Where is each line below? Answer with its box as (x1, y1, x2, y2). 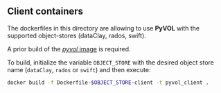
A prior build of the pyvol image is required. (7, 44, 131, 53)
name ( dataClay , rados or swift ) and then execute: (7, 65, 151, 74)
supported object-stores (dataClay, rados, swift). (7, 31, 147, 40)
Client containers (7, 6, 84, 17)
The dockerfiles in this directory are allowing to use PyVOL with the (7, 24, 200, 32)
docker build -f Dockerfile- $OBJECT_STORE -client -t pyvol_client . (7, 79, 209, 86)
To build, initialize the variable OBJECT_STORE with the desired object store (7, 58, 215, 67)
